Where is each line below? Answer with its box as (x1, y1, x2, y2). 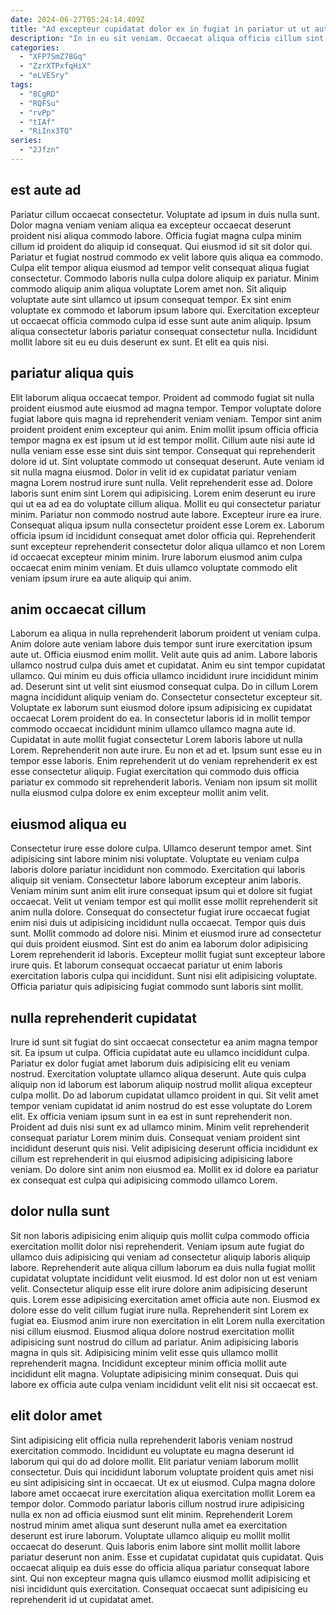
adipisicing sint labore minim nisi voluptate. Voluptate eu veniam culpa (10, 853, 300, 865)
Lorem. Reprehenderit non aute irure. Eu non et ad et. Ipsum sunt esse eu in (10, 744, 322, 756)
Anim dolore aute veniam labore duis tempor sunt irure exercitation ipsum (10, 638, 313, 650)
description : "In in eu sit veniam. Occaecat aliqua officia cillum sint (10, 33, 325, 43)
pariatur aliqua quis (10, 365, 135, 382)
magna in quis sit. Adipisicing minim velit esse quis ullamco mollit (10, 1346, 278, 1358)
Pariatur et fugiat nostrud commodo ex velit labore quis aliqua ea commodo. (10, 251, 324, 263)
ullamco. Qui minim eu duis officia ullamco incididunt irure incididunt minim (10, 670, 319, 682)
